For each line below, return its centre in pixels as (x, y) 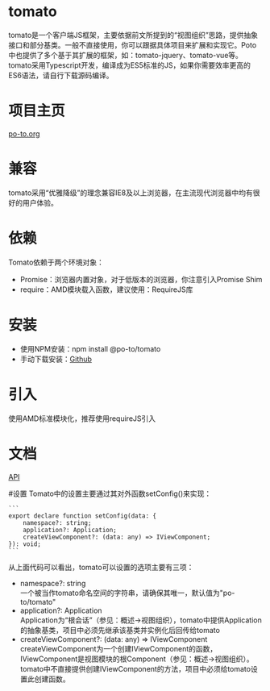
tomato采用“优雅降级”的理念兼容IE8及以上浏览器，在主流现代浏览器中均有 (131, 193)
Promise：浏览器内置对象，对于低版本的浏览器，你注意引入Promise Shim (141, 279)
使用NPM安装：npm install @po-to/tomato (90, 348)
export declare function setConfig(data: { (83, 516)
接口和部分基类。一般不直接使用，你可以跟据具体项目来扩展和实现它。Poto (133, 45)
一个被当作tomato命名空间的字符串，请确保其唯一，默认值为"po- (127, 593)
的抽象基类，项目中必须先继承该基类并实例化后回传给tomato (120, 630)
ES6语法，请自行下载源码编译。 (61, 75)
